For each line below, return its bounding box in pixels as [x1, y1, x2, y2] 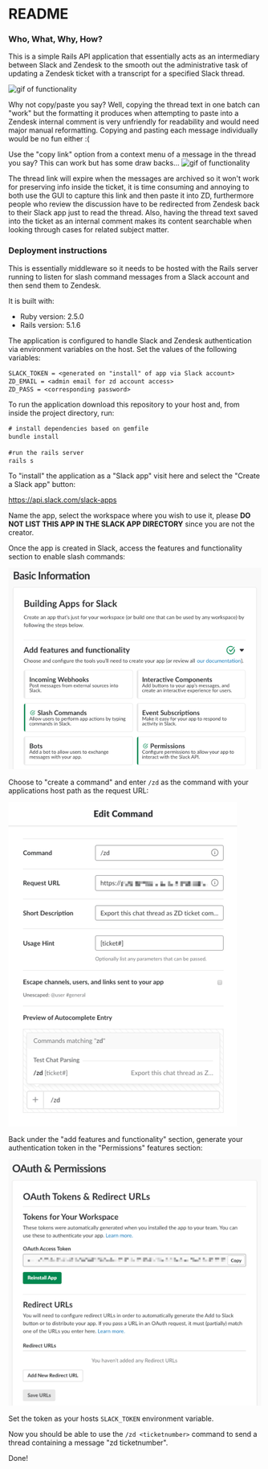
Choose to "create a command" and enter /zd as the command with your [8, 777, 249, 787]
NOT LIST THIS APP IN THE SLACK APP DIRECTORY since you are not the [8, 519, 255, 529]
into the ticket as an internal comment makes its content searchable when [8, 216, 252, 226]
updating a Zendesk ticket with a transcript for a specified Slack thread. [8, 69, 245, 79]
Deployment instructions [8, 245, 108, 256]
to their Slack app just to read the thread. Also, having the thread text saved [8, 208, 258, 218]
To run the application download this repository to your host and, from [8, 399, 241, 409]
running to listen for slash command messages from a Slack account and [8, 272, 250, 281]
